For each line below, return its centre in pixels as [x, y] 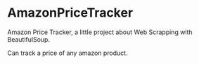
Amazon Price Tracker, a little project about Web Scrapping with [100, 32]
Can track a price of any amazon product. [68, 53]
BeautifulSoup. [29, 39]
